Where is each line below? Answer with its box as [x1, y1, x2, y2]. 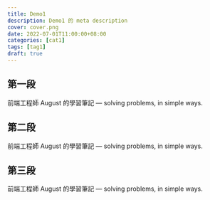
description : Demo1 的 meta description [7, 17, 128, 24]
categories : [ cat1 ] [7, 37, 65, 44]
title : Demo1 [7, 10, 46, 18]
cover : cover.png [7, 23, 59, 31]
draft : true [7, 51, 43, 58]
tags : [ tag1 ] [7, 43, 46, 51]
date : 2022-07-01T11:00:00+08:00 [7, 30, 107, 38]
